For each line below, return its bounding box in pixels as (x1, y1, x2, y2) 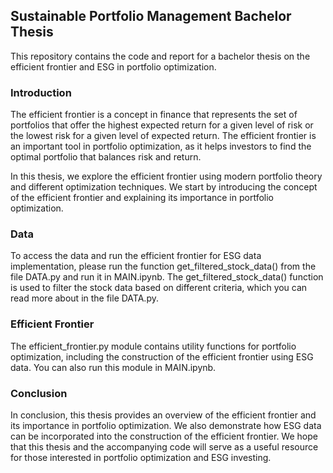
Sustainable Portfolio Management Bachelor (10, 8, 292, 25)
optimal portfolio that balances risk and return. (10, 151, 202, 163)
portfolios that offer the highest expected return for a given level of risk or (10, 119, 314, 131)
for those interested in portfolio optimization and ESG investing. (10, 452, 272, 463)
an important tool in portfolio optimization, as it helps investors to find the (10, 140, 312, 153)
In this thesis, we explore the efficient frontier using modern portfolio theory (10, 170, 323, 183)
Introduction (10, 85, 72, 99)
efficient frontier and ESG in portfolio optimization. (10, 60, 217, 73)
